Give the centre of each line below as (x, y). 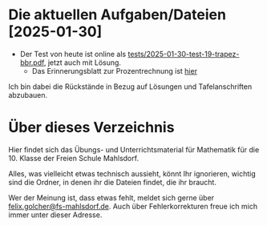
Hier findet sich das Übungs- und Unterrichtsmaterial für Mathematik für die (134, 149)
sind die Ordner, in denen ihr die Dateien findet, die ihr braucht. (112, 182)
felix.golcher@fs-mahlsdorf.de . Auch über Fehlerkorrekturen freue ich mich (133, 206)
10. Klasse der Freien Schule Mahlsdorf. (73, 158)
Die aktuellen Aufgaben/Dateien (117, 15)
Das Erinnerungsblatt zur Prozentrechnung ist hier (115, 71)
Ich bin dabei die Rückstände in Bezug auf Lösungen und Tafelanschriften (130, 87)
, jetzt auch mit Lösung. (83, 63)
